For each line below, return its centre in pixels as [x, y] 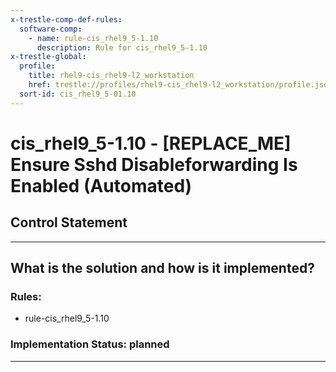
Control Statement [69, 222]
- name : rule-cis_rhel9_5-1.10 [93, 38]
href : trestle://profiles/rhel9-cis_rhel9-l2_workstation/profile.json [180, 85]
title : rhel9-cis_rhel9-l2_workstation [111, 76]
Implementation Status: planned [90, 344]
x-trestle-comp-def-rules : [66, 19]
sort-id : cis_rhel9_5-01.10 [78, 94]
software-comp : [51, 29]
